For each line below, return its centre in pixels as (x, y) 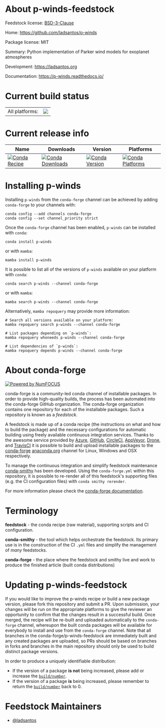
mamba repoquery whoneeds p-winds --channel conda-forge (65, 337)
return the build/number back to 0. (47, 686)
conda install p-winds (28, 242)
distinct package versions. (32, 651)
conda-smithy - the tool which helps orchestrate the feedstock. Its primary (82, 540)
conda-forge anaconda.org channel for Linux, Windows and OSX (71, 450)
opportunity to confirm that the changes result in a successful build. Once (80, 614)
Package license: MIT (27, 42)
